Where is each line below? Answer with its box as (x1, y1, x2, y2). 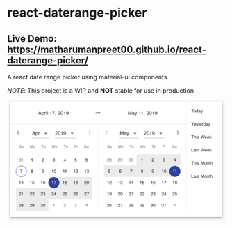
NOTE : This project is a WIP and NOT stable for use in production (7, 86, 194, 95)
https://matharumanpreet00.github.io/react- (7, 43, 206, 55)
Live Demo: (7, 33, 57, 45)
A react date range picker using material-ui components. (7, 73, 169, 81)
